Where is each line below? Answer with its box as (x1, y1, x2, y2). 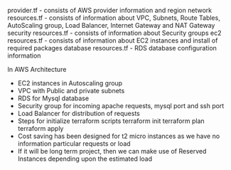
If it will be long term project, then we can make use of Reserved (17, 147, 207, 155)
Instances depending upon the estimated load (17, 154, 153, 163)
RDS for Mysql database (17, 94, 90, 102)
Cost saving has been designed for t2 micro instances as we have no (17, 132, 220, 140)
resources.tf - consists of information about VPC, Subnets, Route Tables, (7, 14, 220, 22)
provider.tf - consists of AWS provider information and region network (7, 6, 212, 14)
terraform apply (17, 124, 64, 132)
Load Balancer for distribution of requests (17, 110, 141, 117)
